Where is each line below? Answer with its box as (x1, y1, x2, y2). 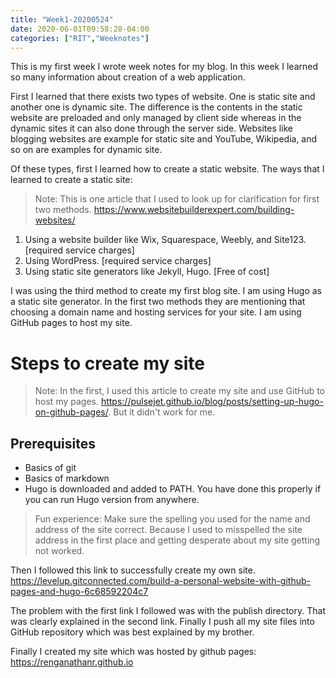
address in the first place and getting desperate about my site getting (34, 534, 321, 546)
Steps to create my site (10, 352, 205, 375)
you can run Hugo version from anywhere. (24, 494, 200, 506)
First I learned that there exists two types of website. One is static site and (10, 91, 316, 103)
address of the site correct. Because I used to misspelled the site (34, 524, 303, 536)
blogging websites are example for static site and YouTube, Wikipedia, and (10, 133, 318, 145)
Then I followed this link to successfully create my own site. (10, 564, 256, 576)
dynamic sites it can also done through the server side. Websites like (10, 122, 294, 135)
